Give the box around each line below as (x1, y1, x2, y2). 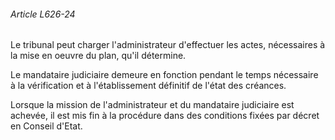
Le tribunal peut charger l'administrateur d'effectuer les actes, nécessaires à (10, 39, 326, 51)
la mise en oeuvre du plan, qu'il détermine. (10, 50, 187, 62)
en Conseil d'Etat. (10, 120, 83, 132)
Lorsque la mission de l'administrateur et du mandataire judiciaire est (10, 99, 295, 111)
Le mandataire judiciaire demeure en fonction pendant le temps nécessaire (10, 69, 319, 81)
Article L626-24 (10, 8, 76, 20)
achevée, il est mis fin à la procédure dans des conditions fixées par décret (10, 110, 320, 122)
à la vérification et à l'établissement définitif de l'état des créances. (10, 80, 287, 92)
